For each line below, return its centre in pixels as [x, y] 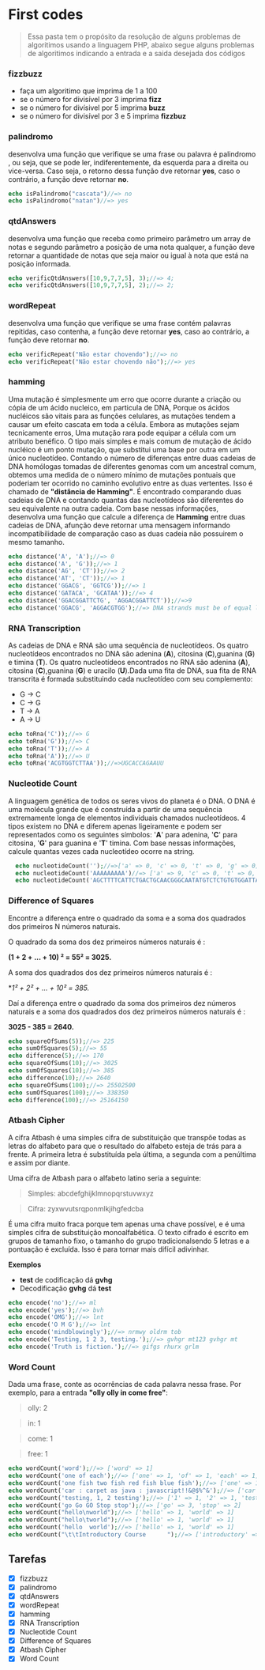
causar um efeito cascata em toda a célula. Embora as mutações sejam [124, 424]
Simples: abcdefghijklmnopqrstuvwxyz [90, 1193]
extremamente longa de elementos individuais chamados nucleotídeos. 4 [127, 818]
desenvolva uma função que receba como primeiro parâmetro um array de [129, 238]
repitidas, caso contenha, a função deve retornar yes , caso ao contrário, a [129, 331]
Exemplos [25, 1264]
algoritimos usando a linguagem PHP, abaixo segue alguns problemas [141, 44]
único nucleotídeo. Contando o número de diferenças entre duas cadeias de [132, 458]
